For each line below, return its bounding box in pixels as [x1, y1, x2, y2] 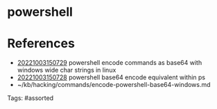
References [7, 36, 75, 52]
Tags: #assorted [7, 94, 54, 102]
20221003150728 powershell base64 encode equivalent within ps [17, 73, 206, 81]
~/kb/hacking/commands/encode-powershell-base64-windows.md [17, 81, 211, 89]
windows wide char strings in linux [17, 66, 116, 75]
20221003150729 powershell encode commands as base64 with [17, 59, 202, 67]
